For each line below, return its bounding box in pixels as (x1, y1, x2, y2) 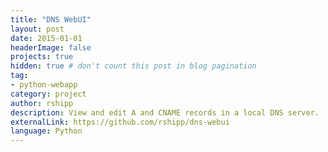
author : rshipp (10, 98, 74, 108)
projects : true (10, 52, 74, 62)
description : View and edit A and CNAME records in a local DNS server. (10, 107, 320, 118)
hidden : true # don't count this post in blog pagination (10, 61, 257, 71)
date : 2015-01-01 (10, 33, 83, 43)
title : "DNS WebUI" (10, 14, 92, 25)
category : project (10, 89, 87, 99)
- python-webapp (10, 80, 78, 90)
